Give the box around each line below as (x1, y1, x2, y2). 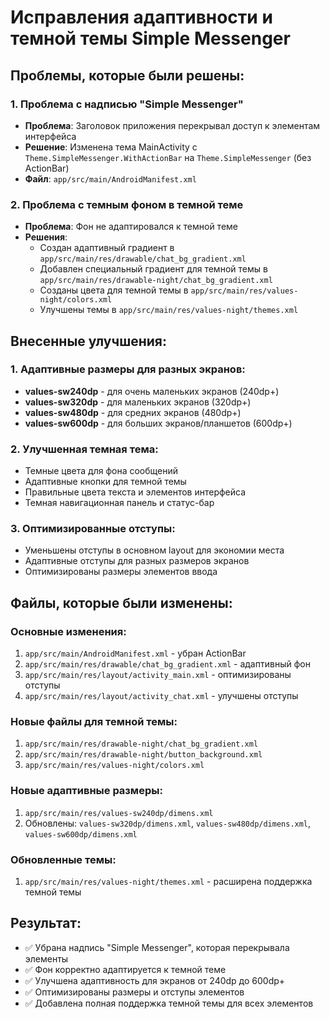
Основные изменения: (10, 624, 127, 638)
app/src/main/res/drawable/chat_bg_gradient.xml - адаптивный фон (24, 658, 311, 670)
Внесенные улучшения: (10, 332, 167, 350)
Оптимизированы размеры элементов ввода (24, 566, 218, 578)
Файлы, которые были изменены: (10, 594, 233, 611)
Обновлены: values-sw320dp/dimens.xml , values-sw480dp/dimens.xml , (24, 817, 312, 829)
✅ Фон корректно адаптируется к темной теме (24, 963, 227, 975)
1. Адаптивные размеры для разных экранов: (10, 362, 246, 376)
